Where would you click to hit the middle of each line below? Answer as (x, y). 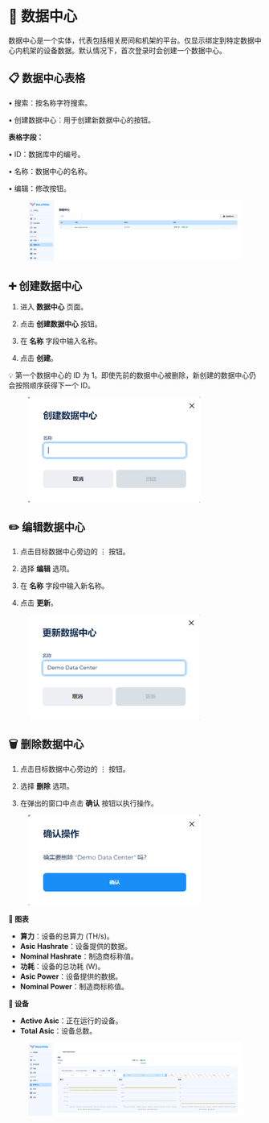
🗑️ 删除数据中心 (46, 745)
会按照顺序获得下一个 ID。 (51, 385)
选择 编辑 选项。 (47, 569)
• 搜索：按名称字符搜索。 (50, 102)
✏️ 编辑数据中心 (47, 527)
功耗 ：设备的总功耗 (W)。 (62, 966)
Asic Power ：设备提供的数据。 (71, 976)
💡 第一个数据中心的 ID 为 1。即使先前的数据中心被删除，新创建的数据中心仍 (132, 375)
